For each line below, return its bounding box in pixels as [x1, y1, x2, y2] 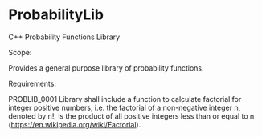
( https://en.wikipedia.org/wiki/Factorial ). [8, 119, 141, 129]
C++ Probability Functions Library [8, 32, 121, 42]
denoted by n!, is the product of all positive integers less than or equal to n [8, 111, 255, 121]
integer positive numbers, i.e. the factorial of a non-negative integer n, [8, 103, 241, 112]
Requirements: [8, 79, 56, 88]
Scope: [8, 47, 32, 57]
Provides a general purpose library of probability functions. [8, 62, 204, 73]
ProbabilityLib [8, 6, 104, 24]
